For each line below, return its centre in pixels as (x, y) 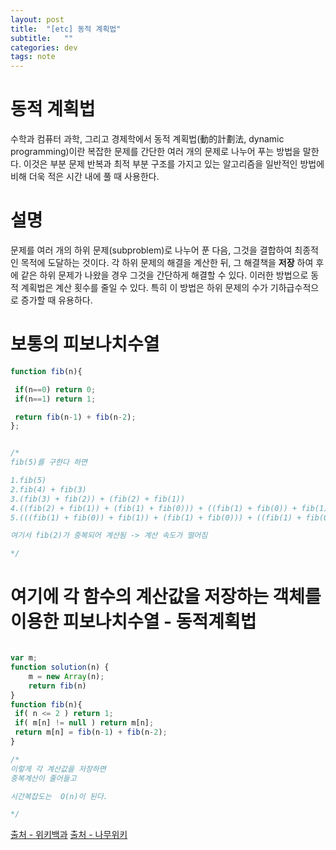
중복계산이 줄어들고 (43, 778)
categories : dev (44, 47)
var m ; (24, 658)
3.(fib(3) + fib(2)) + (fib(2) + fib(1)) (98, 499)
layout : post (37, 19)
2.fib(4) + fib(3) (48, 489)
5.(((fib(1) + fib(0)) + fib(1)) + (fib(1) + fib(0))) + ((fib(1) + (156, 517)
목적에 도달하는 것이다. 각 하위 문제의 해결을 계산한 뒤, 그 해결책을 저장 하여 (167, 262)
